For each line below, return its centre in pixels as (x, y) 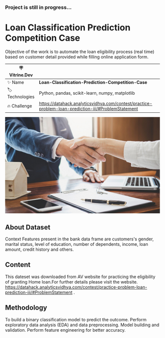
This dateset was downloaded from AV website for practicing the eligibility (80, 277)
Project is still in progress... (39, 7)
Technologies (21, 97)
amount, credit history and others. (40, 249)
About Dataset (28, 227)
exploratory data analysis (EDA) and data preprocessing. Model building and (82, 325)
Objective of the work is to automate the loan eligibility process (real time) (80, 52)
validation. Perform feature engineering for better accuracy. (66, 330)
